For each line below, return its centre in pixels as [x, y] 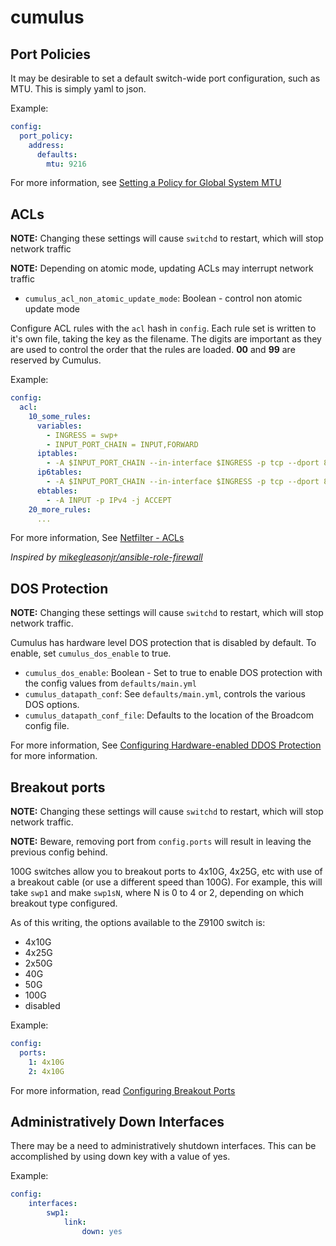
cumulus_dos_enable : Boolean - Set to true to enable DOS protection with [173, 673]
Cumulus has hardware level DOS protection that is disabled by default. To [163, 643]
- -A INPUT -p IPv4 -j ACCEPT [109, 500]
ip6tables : [59, 472]
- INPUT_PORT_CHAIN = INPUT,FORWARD [122, 444]
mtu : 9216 [66, 164]
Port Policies [50, 54]
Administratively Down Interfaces [117, 1121]
